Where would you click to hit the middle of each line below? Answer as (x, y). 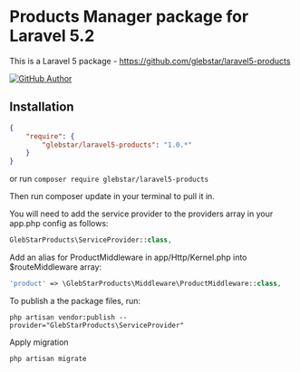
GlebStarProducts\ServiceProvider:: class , (91, 240)
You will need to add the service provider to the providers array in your (141, 214)
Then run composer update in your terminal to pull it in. (112, 196)
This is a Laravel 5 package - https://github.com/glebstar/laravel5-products (150, 61)
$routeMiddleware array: (56, 267)
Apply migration (39, 342)
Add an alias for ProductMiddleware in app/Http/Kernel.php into (128, 257)
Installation (42, 107)
